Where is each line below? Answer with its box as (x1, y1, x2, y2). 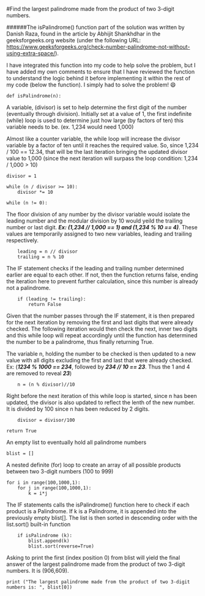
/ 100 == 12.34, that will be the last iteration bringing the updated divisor (6, 148, 188, 155)
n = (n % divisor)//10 (17, 381, 75, 388)
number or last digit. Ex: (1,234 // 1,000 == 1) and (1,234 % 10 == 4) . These (6, 224, 198, 231)
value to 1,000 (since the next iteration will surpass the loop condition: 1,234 (6, 155, 198, 162)
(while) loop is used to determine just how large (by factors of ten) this (6, 117, 184, 124)
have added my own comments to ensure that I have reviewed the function (6, 68, 195, 75)
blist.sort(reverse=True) (28, 543, 95, 549)
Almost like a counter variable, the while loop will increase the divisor (6, 135, 181, 142)
